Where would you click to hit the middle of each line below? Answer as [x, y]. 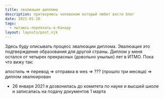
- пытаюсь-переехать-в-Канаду [40, 28]
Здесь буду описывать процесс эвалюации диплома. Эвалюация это [78, 46]
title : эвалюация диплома [31, 10]
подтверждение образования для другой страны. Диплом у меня [74, 51]
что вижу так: [19, 62]
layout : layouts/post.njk [31, 32]
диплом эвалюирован [28, 77]
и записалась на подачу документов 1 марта [59, 91]
